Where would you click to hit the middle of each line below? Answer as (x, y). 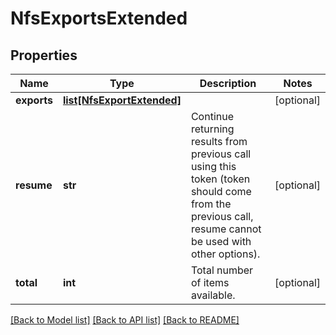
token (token (220, 179)
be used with (221, 241)
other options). (225, 254)
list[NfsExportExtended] (122, 100)
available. (213, 295)
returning (212, 129)
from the (211, 204)
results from (219, 141)
